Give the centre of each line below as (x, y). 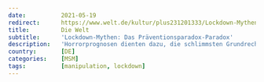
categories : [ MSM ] (44, 59)
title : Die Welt (49, 30)
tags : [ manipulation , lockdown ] (77, 66)
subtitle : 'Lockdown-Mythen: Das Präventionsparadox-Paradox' (121, 37)
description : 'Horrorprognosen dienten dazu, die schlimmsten (115, 45)
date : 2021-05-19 (52, 15)
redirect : (24, 23)
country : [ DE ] (42, 52)
